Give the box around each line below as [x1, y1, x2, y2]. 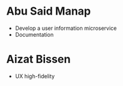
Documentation [15, 30, 54, 38]
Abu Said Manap [6, 4, 91, 18]
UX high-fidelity [15, 72, 55, 80]
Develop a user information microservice [15, 24, 117, 32]
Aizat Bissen [6, 52, 71, 66]
